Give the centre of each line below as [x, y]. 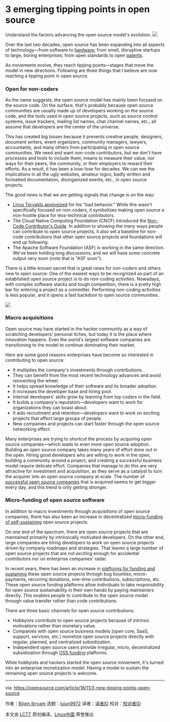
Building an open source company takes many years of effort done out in [81, 449]
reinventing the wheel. [36, 380]
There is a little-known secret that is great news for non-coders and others [83, 268]
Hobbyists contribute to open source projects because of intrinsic [81, 620]
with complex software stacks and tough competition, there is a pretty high [83, 284]
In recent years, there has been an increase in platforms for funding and [80, 568]
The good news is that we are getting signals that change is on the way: [80, 195]
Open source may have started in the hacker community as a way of [76, 329]
